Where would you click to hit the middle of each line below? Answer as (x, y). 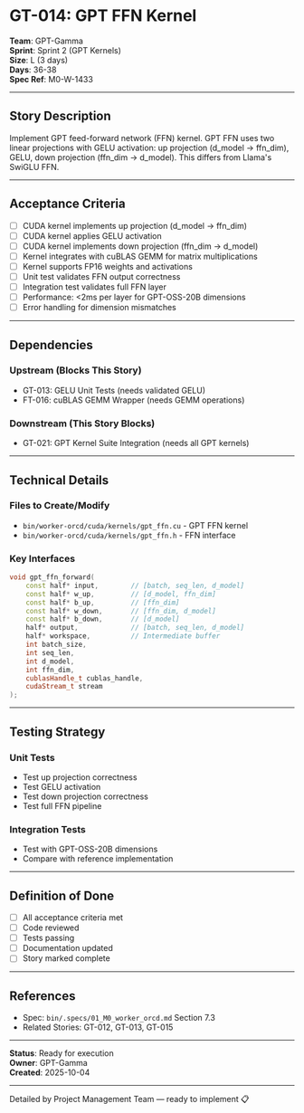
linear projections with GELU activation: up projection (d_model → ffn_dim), (149, 147)
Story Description (60, 116)
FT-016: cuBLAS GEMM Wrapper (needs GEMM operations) (133, 400)
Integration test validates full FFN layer (95, 287)
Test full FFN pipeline (62, 805)
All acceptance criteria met (73, 918)
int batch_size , (57, 645)
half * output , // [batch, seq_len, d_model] (135, 628)
